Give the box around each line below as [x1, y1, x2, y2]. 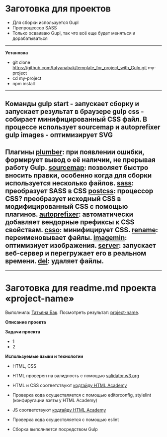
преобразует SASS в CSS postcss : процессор [5, 186, 154, 195]
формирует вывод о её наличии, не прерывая [5, 155, 156, 164]
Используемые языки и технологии [5, 353, 83, 359]
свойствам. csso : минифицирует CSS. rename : [5, 225, 158, 234]
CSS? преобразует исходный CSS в [5, 194, 121, 203]
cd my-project [12, 75, 42, 81]
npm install [12, 80, 35, 86]
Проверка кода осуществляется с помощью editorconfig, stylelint [12, 392, 152, 398]
